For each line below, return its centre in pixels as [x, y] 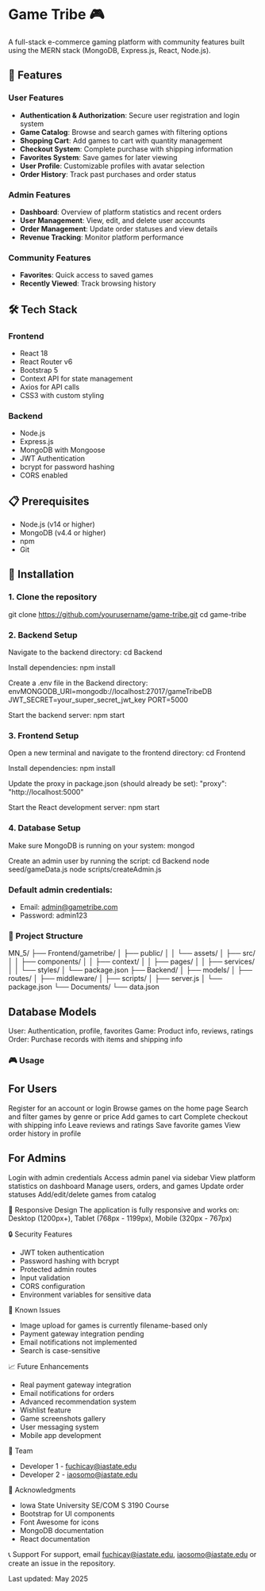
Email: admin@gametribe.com [69, 907]
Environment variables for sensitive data [85, 1294]
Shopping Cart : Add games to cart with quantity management [121, 140]
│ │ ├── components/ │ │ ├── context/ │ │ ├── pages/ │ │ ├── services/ [132, 962]
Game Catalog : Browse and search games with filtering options [123, 132]
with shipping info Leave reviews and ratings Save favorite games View [125, 1125]
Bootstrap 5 [39, 370]
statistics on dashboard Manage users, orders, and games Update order [126, 1186]
